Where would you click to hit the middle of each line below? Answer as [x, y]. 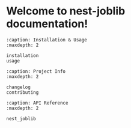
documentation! [47, 24]
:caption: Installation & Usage [47, 40]
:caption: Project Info [36, 71]
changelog [19, 87]
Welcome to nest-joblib [66, 11]
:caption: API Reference [37, 103]
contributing [23, 92]
